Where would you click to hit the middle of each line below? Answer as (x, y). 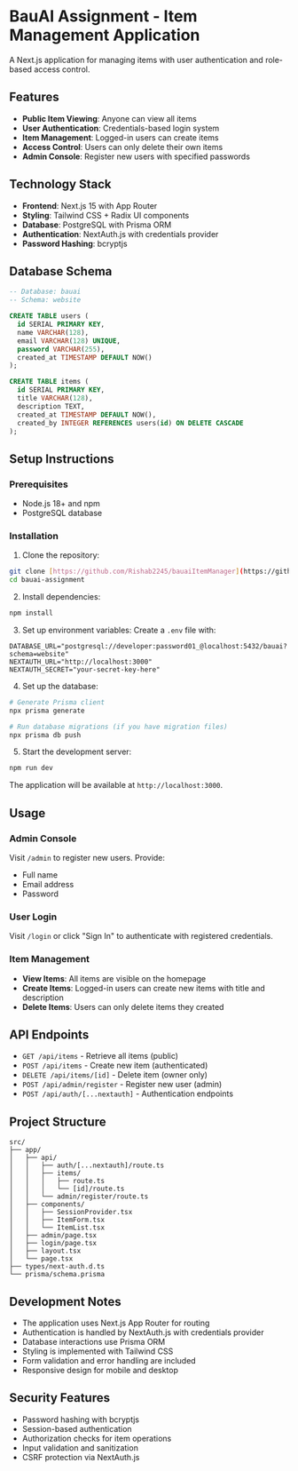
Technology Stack (60, 184)
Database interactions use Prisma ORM (94, 1342)
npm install (31, 613)
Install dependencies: (61, 597)
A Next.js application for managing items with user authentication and (136, 60)
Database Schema (61, 271)
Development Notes (65, 1302)
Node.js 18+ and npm (61, 504)
